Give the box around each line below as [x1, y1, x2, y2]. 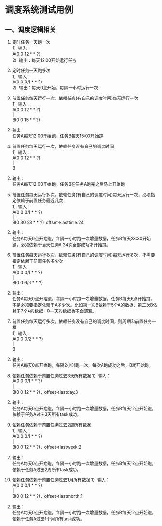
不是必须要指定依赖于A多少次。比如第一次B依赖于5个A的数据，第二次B [12, 302, 153, 308]
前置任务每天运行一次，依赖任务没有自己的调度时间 [12, 144, 114, 149]
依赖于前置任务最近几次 [16, 197, 63, 203]
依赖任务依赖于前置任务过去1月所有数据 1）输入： [12, 477, 110, 483]
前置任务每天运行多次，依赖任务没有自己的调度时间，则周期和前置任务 [12, 318, 152, 324]
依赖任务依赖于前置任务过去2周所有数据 [12, 422, 91, 427]
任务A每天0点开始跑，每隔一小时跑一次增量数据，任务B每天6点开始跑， [12, 296, 155, 301]
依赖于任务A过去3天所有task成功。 [12, 411, 81, 417]
